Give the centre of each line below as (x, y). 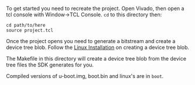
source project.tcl (30, 30)
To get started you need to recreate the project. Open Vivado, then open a (95, 8)
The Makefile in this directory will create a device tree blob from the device (96, 59)
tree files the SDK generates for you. (50, 65)
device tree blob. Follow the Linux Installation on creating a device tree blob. (98, 47)
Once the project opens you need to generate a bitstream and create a (91, 41)
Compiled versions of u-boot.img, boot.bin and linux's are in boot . (85, 76)
